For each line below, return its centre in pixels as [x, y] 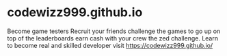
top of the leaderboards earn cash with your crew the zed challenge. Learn [113, 38]
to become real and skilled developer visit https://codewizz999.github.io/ [110, 45]
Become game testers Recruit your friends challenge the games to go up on [114, 31]
